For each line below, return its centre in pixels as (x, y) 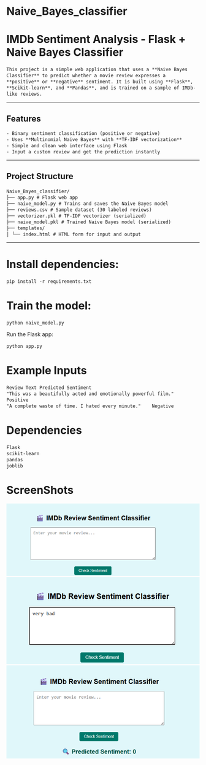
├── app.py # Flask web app (42, 198)
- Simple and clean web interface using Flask (67, 145)
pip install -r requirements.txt (49, 281)
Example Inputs (47, 370)
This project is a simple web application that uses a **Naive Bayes (97, 70)
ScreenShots (40, 490)
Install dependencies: (63, 264)
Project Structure (40, 176)
